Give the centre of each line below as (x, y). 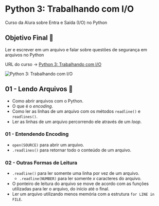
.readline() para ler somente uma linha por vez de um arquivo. (76, 173)
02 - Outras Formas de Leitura (41, 163)
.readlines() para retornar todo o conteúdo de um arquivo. (71, 150)
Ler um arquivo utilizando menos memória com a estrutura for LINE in (83, 194)
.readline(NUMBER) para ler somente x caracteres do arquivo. (80, 179)
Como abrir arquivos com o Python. (48, 101)
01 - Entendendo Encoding (37, 134)
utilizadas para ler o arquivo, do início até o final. (61, 189)
